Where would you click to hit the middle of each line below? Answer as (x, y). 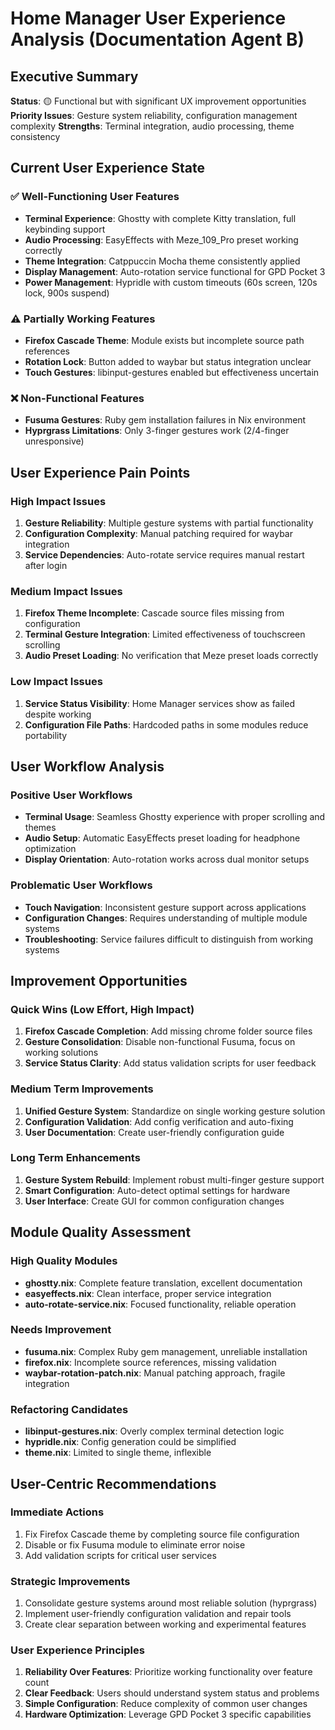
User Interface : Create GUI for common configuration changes (154, 1201)
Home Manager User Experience (148, 18)
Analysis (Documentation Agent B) (157, 39)
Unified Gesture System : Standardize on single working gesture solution (175, 1111)
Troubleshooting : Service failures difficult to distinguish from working (169, 939)
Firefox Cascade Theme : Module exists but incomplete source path (164, 340)
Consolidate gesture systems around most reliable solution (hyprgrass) (171, 1603)
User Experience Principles (77, 1650)
